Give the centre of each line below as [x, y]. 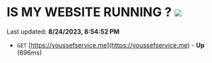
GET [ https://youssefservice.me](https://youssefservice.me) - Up [111, 45]
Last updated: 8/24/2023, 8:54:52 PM [63, 31]
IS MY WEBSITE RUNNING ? [89, 12]
